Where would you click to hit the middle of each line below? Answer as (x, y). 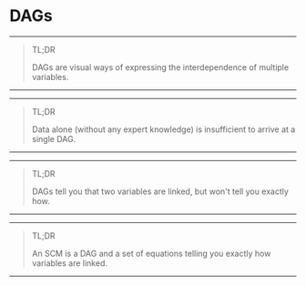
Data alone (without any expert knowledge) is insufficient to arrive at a (163, 129)
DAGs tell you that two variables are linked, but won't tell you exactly (160, 191)
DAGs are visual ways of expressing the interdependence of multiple (160, 67)
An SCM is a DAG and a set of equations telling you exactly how (151, 253)
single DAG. (54, 138)
